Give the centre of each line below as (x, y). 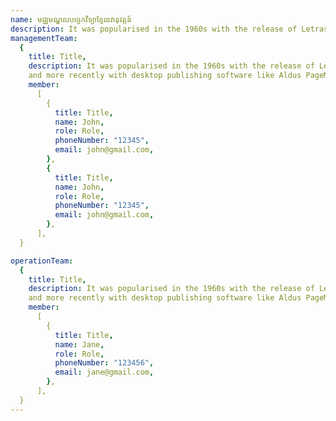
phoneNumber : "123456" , (104, 363)
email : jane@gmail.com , (104, 372)
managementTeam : (44, 38)
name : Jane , (79, 344)
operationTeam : (42, 261)
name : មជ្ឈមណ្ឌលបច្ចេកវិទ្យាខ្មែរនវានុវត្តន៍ (71, 19)
